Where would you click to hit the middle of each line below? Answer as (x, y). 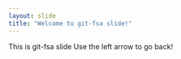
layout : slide (32, 16)
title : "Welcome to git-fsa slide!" (70, 23)
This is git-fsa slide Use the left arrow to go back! (90, 46)
